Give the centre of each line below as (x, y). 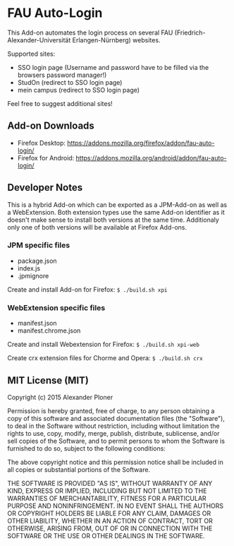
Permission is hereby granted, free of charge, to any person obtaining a (111, 410)
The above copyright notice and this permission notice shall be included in (115, 462)
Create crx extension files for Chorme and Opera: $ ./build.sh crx (105, 358)
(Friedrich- (190, 32)
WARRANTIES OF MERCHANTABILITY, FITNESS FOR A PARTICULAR (107, 498)
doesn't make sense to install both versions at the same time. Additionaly (113, 220)
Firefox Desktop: (41, 143)
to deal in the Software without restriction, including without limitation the (113, 426)
